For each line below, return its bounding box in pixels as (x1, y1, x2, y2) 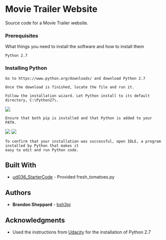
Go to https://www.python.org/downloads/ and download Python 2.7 (5, 76, 146, 81)
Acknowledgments (5, 216, 66, 224)
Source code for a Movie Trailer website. (5, 20, 88, 26)
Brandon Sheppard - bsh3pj (12, 202, 71, 208)
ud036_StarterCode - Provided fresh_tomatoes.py (12, 174, 115, 180)
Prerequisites (5, 32, 38, 39)
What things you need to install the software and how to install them (5, 44, 144, 50)
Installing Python (5, 64, 47, 71)
